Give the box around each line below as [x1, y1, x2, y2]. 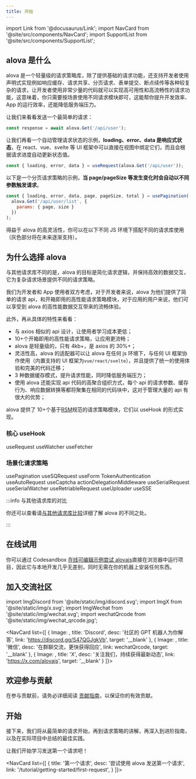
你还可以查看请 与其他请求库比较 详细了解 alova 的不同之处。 [6, 509, 150, 516]
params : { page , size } [16, 204, 75, 210]
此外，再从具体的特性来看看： [6, 316, 78, 323]
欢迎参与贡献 [6, 676, 52, 685]
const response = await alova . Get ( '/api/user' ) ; [6, 125, 127, 131]
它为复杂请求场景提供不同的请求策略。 [6, 276, 98, 283]
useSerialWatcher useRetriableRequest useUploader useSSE [6, 484, 152, 491]
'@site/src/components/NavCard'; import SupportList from [6, 30, 148, 38]
